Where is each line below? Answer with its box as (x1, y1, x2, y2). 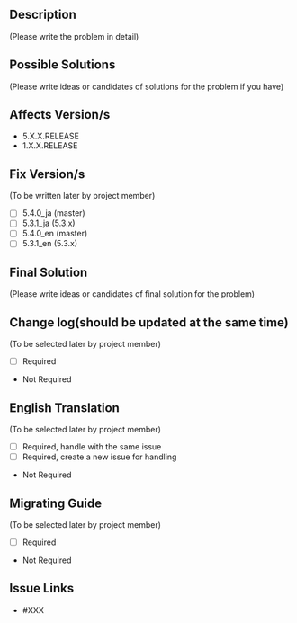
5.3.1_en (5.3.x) (22, 238, 78, 249)
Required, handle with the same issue (22, 441, 162, 452)
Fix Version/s (9, 166, 85, 182)
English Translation (9, 400, 120, 415)
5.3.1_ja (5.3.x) (22, 218, 76, 228)
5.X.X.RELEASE (22, 130, 79, 142)
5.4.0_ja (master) (22, 208, 85, 218)
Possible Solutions (9, 58, 116, 73)
